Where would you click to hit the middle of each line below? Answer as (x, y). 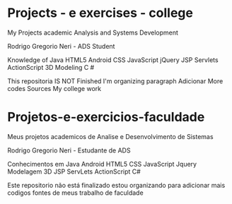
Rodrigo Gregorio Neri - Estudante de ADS (69, 150)
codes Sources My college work (54, 88)
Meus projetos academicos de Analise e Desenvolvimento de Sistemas (110, 136)
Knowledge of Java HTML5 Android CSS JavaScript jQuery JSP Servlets (113, 60)
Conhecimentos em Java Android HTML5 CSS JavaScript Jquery (102, 164)
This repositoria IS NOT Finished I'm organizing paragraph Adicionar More (115, 81)
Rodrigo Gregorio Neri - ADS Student (61, 46)
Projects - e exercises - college (100, 13)
